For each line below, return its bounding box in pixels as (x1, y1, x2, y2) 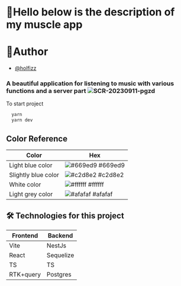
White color (9, 180, 41, 188)
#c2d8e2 (98, 171, 124, 179)
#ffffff (88, 180, 105, 188)
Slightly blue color (9, 171, 59, 179)
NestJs (46, 241, 67, 249)
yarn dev (11, 117, 33, 123)
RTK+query (9, 270, 41, 278)
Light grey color (9, 189, 53, 198)
